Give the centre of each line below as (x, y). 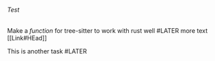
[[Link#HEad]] (27, 38)
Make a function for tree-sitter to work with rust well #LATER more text (107, 31)
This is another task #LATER (47, 51)
